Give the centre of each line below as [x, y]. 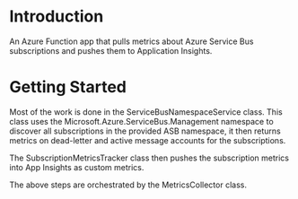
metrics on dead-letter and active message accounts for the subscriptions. [148, 140]
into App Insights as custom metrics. [77, 167]
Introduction [57, 17]
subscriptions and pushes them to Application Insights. [111, 50]
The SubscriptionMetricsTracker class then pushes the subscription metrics [149, 158]
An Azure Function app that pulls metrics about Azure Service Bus [131, 41]
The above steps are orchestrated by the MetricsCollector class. [128, 185]
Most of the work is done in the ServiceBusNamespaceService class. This [146, 112]
